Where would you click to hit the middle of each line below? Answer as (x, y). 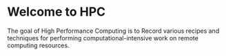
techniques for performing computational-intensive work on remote (103, 38)
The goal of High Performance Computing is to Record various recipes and (113, 31)
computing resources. (39, 45)
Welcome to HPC (56, 12)
